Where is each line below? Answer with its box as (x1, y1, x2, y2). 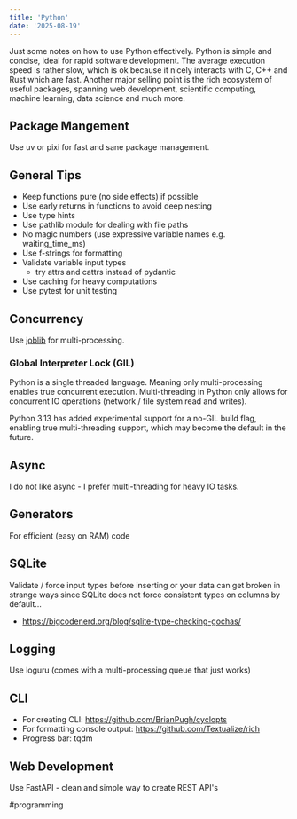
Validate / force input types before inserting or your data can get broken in (9, 579, 281, 590)
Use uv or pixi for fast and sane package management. (9, 142, 210, 153)
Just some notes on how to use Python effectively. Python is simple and (9, 45, 272, 56)
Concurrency (9, 311, 84, 327)
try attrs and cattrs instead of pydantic (35, 267, 176, 278)
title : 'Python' (9, 12, 69, 22)
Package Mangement (9, 118, 130, 133)
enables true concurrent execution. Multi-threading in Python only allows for (9, 387, 288, 398)
